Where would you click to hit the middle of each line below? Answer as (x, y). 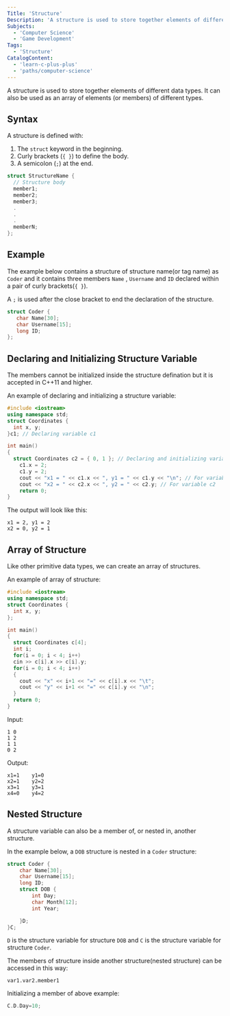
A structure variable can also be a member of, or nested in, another (102, 831)
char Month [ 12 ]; (55, 902)
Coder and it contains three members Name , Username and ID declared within (113, 278)
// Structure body (40, 182)
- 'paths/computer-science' (53, 71)
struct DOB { (38, 890)
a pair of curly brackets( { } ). (48, 286)
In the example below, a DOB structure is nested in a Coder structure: (102, 851)
